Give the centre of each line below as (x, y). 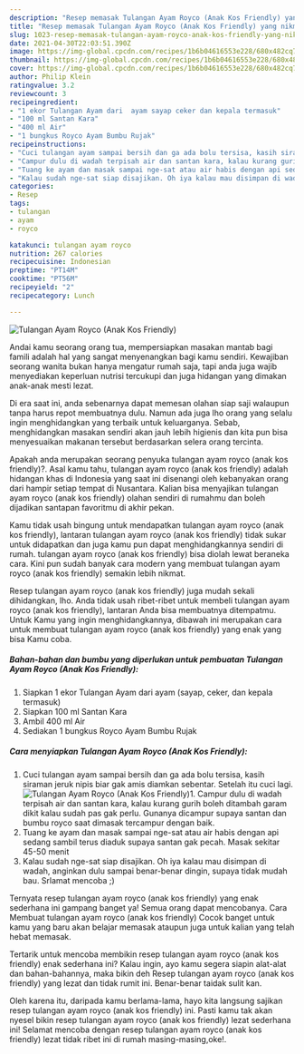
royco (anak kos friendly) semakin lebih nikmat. (98, 573)
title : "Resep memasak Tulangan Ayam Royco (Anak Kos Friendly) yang (143, 26)
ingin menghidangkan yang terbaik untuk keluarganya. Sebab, (125, 422)
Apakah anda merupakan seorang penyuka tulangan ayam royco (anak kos (149, 459)
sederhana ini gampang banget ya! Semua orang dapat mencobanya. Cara (148, 907)
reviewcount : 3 (38, 93)
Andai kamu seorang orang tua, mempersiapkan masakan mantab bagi (141, 346)
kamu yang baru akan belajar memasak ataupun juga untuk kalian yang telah (152, 927)
